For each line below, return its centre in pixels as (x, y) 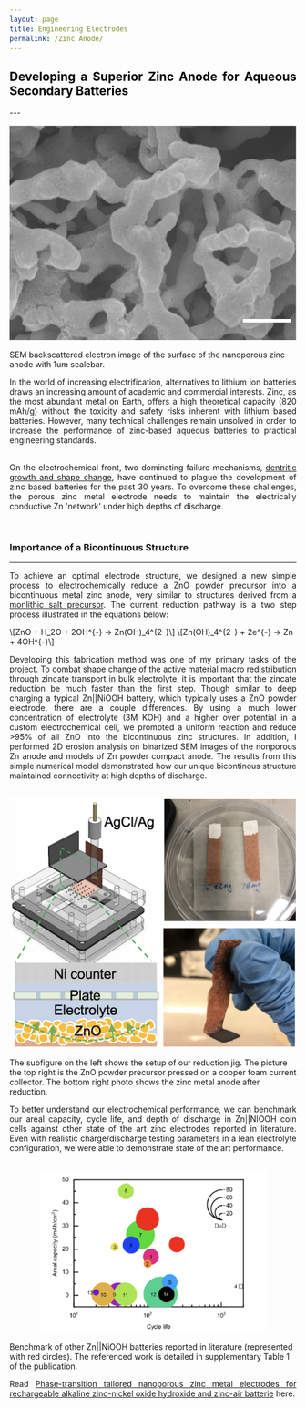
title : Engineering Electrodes (69, 29)
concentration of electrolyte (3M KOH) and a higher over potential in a (153, 717)
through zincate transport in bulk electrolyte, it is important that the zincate (153, 678)
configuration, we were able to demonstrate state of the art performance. (147, 1147)
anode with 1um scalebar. (57, 364)
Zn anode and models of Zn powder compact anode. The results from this (153, 755)
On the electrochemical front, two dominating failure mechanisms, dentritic (153, 467)
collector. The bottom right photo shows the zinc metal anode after (135, 1082)
